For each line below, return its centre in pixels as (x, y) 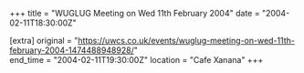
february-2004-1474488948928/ (72, 50)
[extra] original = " (44, 41)
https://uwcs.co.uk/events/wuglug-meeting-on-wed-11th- (186, 41)
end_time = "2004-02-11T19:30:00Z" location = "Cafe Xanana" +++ (136, 60)
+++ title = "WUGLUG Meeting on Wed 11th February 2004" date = (135, 13)
